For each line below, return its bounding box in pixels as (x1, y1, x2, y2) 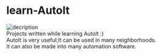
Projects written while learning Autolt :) (6, 30, 104, 37)
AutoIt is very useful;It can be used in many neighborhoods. (6, 36, 157, 43)
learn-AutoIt (6, 4, 70, 17)
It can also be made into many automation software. (6, 43, 137, 50)
